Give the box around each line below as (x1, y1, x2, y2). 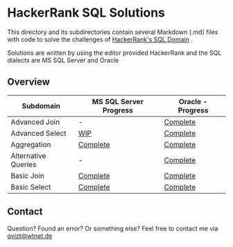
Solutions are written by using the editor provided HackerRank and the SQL (7, 49, 222, 57)
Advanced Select (10, 128, 67, 138)
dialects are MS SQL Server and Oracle (7, 56, 119, 64)
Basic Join (10, 171, 45, 180)
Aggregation (10, 139, 51, 149)
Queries (10, 160, 37, 169)
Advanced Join (10, 117, 60, 126)
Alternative (10, 151, 46, 160)
